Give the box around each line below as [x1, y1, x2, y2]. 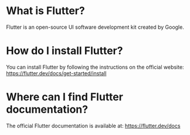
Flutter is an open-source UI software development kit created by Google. [6, 23, 185, 31]
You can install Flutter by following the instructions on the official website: [6, 63, 184, 70]
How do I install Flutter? [6, 44, 123, 58]
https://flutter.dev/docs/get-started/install [6, 69, 107, 77]
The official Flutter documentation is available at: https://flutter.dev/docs [6, 122, 181, 129]
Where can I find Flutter [6, 90, 123, 104]
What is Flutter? [6, 4, 85, 18]
